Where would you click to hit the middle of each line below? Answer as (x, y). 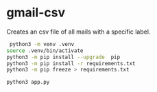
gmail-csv (36, 13)
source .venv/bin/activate (45, 50)
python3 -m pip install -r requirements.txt (71, 63)
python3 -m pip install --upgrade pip (63, 57)
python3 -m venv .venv (42, 44)
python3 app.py (28, 82)
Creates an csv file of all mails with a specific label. (78, 32)
